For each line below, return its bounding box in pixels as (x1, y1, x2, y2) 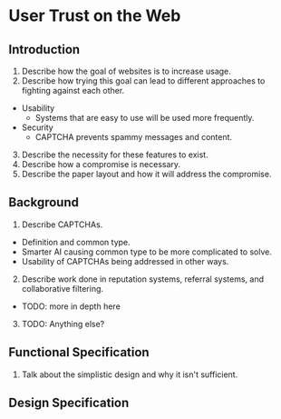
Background (8, 195, 79, 210)
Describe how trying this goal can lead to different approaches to (21, 75, 266, 86)
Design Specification (8, 395, 130, 411)
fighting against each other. (21, 85, 125, 95)
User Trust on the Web (8, 5, 181, 26)
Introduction (8, 42, 81, 57)
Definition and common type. (21, 236, 131, 247)
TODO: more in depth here (21, 301, 121, 312)
